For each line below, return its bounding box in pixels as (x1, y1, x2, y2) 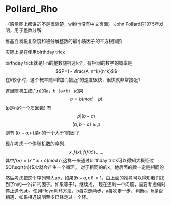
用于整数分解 (14, 27, 42, 33)
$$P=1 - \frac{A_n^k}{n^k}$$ (55, 68, 117, 74)
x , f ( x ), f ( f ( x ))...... (69, 149, 104, 155)
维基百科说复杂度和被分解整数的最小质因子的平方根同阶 (5, 38, 122, 44)
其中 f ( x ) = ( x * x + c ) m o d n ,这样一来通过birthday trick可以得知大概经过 (5, 157, 154, 163)
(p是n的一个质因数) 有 (5, 105, 51, 111)
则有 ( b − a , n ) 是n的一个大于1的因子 (5, 129, 80, 136)
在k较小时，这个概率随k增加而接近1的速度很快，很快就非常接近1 (5, 76, 140, 83)
